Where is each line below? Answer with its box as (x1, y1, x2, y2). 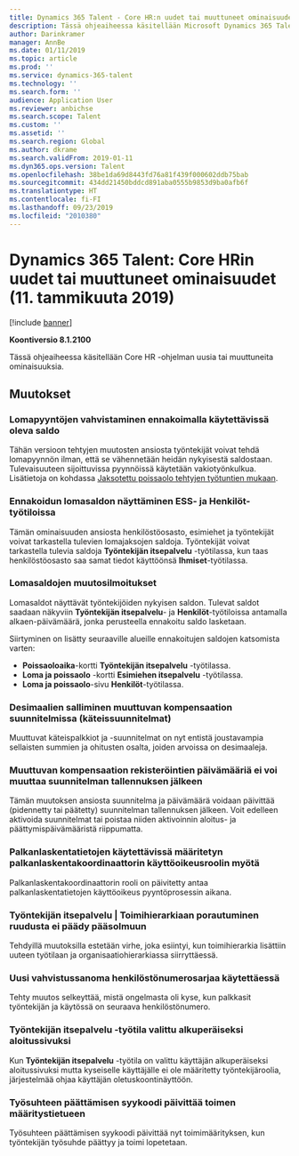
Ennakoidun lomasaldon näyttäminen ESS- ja (9, 495, 207, 508)
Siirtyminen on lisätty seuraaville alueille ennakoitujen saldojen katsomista (9, 633, 280, 644)
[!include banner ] (9, 317, 73, 327)
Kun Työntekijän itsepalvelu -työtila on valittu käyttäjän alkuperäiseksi (9, 1055, 269, 1065)
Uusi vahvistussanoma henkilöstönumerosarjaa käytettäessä (9, 971, 280, 983)
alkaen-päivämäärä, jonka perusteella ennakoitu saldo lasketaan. (9, 615, 246, 627)
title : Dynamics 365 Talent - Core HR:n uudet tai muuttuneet (9, 12, 245, 22)
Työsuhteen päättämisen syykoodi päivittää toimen (9, 1096, 236, 1108)
